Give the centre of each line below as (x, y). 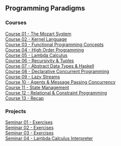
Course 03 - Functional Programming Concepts (54, 44)
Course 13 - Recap (24, 98)
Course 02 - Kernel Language (36, 39)
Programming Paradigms (45, 8)
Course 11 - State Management (37, 87)
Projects (16, 111)
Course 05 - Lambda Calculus (36, 55)
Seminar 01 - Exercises (29, 122)
